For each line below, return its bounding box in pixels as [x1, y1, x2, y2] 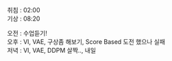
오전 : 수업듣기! [7, 29, 48, 37]
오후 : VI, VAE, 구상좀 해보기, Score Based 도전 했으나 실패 [7, 38, 166, 46]
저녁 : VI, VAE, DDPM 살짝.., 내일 [7, 47, 97, 54]
